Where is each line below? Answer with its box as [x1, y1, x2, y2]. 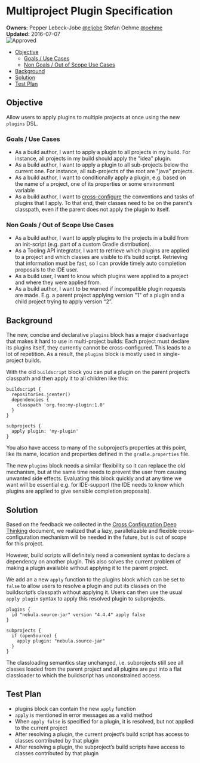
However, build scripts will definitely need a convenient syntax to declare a [6, 551, 190, 559]
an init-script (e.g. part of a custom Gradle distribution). [14, 241, 152, 248]
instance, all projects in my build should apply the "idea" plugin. [14, 155, 172, 162]
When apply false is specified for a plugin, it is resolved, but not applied [14, 717, 194, 725]
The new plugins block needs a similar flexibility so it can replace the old [6, 462, 186, 469]
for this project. [6, 539, 44, 547]
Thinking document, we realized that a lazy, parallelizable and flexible [6, 527, 177, 534]
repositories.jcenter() [11, 391, 70, 398]
